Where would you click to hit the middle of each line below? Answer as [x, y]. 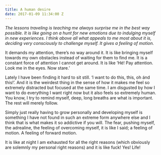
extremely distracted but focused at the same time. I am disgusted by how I [80, 87]
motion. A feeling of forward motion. [41, 133]
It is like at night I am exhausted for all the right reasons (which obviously [78, 142]
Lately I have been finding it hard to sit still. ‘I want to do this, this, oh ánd [78, 77]
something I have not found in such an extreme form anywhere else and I [78, 117]
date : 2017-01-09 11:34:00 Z [34, 14]
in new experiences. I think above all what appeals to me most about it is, [78, 38]
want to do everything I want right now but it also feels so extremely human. [80, 93]
